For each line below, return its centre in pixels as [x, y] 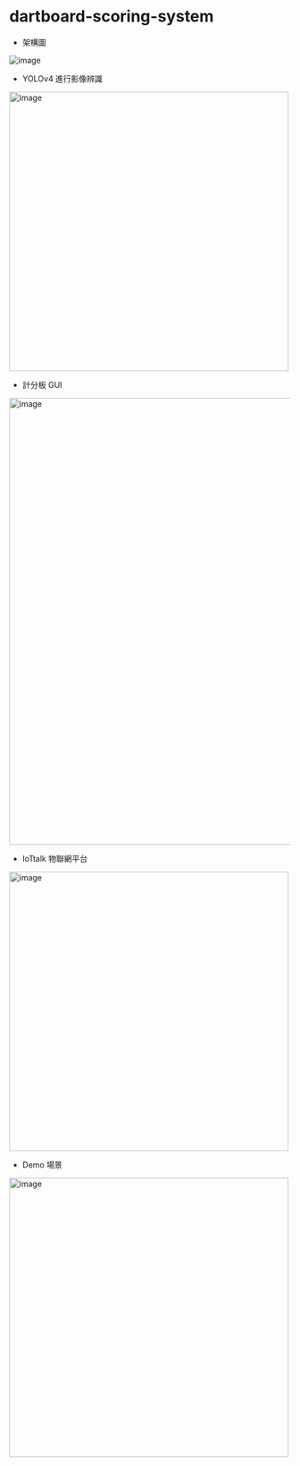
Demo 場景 [42, 1165]
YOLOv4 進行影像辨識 [62, 79]
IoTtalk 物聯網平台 [54, 858]
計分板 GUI [42, 384]
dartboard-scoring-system [112, 17]
